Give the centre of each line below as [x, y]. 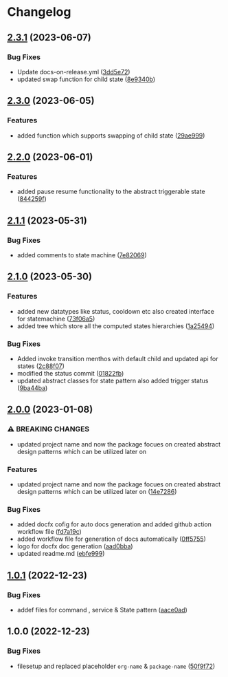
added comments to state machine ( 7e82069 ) [82, 255]
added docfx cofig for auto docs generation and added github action [114, 524]
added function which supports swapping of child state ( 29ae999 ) [111, 136]
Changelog [39, 12]
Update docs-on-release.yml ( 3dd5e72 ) [73, 72]
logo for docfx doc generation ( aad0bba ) [75, 546]
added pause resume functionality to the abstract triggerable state [111, 192]
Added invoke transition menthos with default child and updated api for [117, 358]
